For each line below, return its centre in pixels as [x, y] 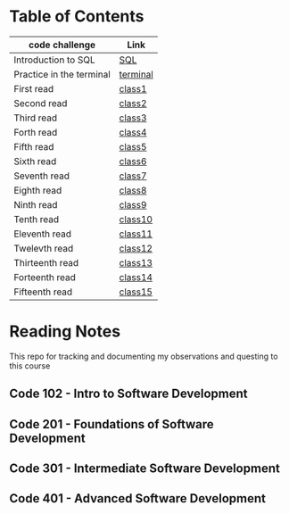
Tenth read [37, 219]
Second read [41, 103]
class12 [136, 248]
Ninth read [36, 204]
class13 [136, 262]
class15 [136, 292]
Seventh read [41, 176]
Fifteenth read [43, 292]
